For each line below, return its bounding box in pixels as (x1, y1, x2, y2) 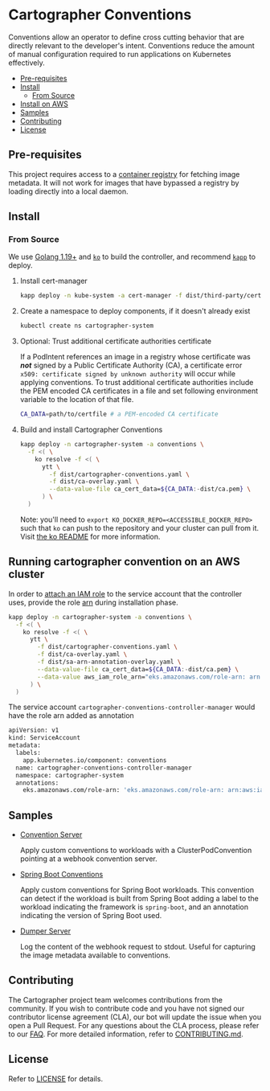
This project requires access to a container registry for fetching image (8, 169, 240, 178)
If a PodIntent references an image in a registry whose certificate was (19, 352, 251, 362)
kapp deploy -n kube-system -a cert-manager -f (19, 292, 183, 300)
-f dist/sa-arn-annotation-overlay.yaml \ (37, 658, 182, 666)
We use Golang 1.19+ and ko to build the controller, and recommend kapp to (8, 252, 256, 262)
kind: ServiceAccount (8, 734, 81, 742)
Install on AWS (19, 99, 68, 109)
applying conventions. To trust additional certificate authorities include (19, 378, 254, 388)
